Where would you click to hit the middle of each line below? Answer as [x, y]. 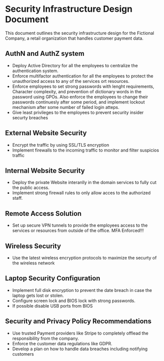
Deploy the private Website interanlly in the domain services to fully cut [84, 182]
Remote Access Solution [43, 214]
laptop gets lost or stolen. [38, 295]
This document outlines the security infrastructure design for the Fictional [80, 33]
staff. [17, 198]
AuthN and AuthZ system [45, 54]
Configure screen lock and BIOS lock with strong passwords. [74, 301]
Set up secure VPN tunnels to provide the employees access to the [80, 225]
